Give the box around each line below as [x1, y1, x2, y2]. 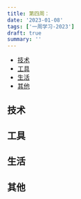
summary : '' [7, 36, 42, 43]
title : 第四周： [7, 10, 50, 17]
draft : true [7, 29, 42, 37]
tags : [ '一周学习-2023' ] [7, 23, 75, 30]
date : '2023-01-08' [7, 17, 64, 24]
